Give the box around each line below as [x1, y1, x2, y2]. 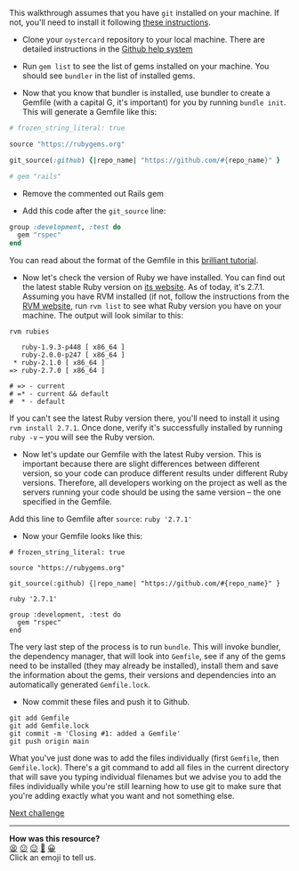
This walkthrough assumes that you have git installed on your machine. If [9, 8, 280, 18]
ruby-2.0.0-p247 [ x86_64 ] [20, 351, 125, 359]
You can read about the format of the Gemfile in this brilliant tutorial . [9, 255, 259, 266]
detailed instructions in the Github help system [21, 44, 193, 54]
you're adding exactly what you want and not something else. [9, 791, 235, 802]
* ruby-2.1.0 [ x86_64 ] [12, 359, 105, 367]
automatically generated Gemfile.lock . [9, 680, 151, 690]
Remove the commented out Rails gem [21, 188, 165, 198]
